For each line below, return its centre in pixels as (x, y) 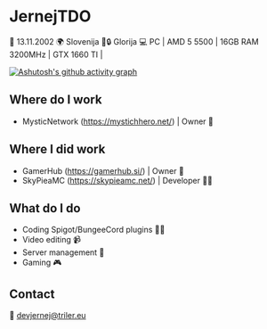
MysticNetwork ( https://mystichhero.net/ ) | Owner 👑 (117, 121)
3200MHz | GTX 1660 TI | (56, 54)
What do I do (45, 208)
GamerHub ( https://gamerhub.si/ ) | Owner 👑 (103, 170)
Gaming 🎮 (42, 263)
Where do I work (56, 100)
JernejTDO (50, 16)
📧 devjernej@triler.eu (48, 316)
